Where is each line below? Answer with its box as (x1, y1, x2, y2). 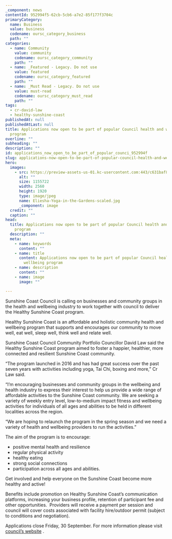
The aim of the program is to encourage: (5, 434, 91, 440)
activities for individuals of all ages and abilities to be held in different (5, 403, 151, 409)
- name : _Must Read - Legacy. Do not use (10, 84, 100, 89)
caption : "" (10, 212, 36, 218)
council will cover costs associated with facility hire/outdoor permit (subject (5, 507, 165, 513)
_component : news (5, 7, 42, 13)
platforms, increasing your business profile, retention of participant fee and (5, 496, 164, 503)
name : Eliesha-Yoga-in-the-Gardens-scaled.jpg (18, 198, 120, 203)
